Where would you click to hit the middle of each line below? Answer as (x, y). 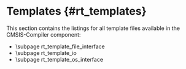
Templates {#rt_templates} (77, 11)
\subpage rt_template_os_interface (59, 59)
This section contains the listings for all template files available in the (93, 28)
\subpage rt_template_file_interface (60, 46)
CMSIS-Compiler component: (44, 34)
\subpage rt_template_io (46, 53)
